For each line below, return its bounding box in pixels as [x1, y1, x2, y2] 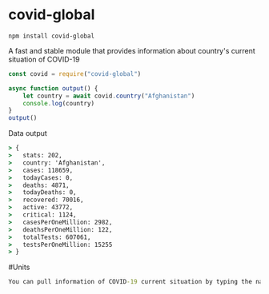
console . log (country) [22, 99, 94, 107]
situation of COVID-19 [8, 54, 80, 64]
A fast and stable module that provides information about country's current [8, 46, 256, 55]
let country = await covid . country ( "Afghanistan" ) [22, 92, 195, 100]
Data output [8, 129, 48, 138]
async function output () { [8, 84, 98, 93]
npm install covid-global [8, 32, 94, 40]
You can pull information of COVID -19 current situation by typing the [8, 278, 252, 286]
